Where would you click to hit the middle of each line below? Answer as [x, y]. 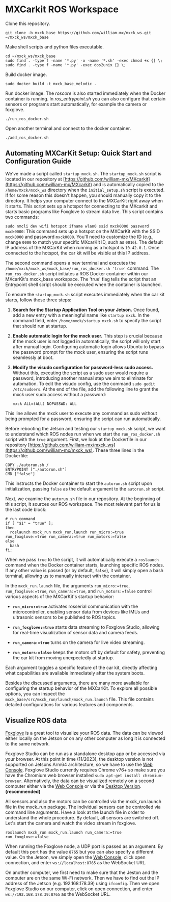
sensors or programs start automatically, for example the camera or [76, 104]
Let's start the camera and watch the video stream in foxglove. [71, 823]
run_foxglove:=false [27, 837]
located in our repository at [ [35, 179]
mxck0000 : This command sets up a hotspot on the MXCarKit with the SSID [83, 231]
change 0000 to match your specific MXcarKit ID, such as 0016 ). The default [84, 242]
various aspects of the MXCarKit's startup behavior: [60, 596]
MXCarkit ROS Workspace [62, 9]
